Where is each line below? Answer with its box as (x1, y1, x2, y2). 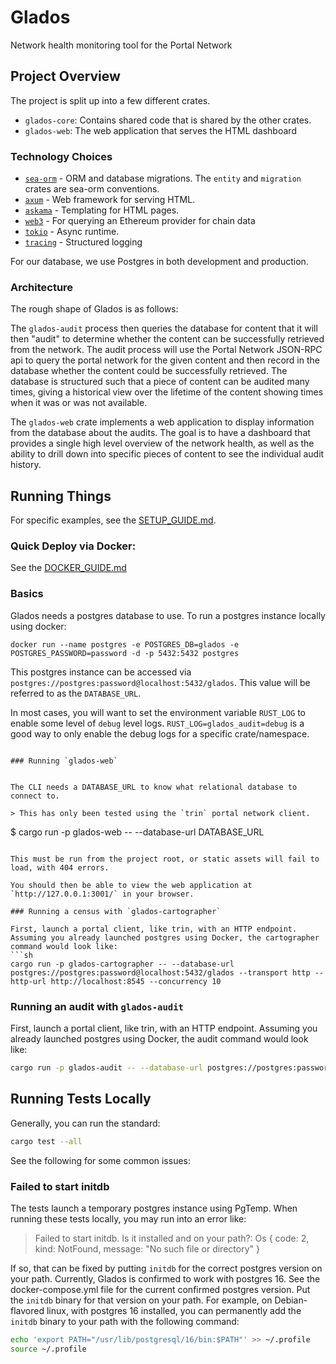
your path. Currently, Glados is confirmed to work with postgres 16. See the (10, 1272, 321, 1285)
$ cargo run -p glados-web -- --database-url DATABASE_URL (10, 826, 265, 838)
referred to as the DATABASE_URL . (10, 687, 142, 699)
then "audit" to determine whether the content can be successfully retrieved (10, 333, 325, 345)
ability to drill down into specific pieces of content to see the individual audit (10, 448, 325, 460)
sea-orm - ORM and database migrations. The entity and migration (24, 172, 302, 185)
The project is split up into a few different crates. (10, 94, 211, 106)
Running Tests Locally (10, 1091, 152, 1108)
